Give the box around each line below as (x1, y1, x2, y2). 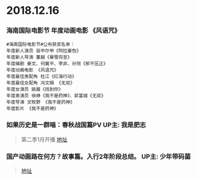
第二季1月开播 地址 (21, 135, 68, 143)
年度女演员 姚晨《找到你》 (6, 86, 63, 92)
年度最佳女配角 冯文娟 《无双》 (6, 80, 75, 86)
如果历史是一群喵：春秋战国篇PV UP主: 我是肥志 (6, 121, 146, 129)
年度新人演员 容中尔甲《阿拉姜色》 (6, 48, 82, 54)
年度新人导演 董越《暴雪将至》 (6, 54, 73, 60)
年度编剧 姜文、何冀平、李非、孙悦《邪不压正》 (6, 61, 108, 67)
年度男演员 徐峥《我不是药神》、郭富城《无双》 (6, 93, 106, 99)
